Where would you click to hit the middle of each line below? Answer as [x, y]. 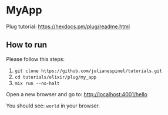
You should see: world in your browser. [53, 106]
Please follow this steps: [36, 59]
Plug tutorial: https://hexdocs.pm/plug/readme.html [68, 26]
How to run [27, 45]
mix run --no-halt [37, 83]
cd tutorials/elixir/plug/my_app [56, 77]
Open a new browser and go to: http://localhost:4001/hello [77, 94]
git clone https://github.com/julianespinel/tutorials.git [88, 71]
